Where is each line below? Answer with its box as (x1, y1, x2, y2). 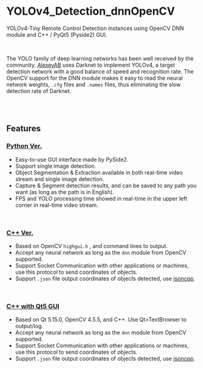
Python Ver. (6, 142, 43, 151)
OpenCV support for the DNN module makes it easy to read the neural (6, 74, 183, 81)
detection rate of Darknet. (6, 87, 72, 94)
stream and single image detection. (15, 175, 105, 182)
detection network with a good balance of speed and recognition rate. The (6, 67, 194, 75)
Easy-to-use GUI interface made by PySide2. (15, 156, 128, 163)
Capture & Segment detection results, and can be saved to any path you (15, 182, 197, 189)
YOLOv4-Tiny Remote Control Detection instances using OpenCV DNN (6, 24, 185, 32)
